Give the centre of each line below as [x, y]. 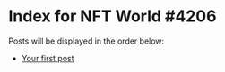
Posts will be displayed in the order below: [87, 41]
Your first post [48, 58]
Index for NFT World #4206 [112, 16]
